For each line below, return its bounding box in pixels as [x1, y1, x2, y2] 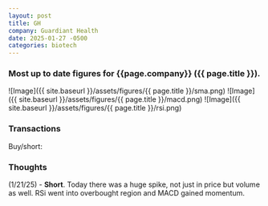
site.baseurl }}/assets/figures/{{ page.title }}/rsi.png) [8, 103, 182, 113]
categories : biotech [8, 42, 78, 50]
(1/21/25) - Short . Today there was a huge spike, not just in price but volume [8, 180, 261, 189]
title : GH [8, 19, 42, 27]
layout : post [8, 11, 52, 20]
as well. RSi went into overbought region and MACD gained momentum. [8, 188, 246, 198]
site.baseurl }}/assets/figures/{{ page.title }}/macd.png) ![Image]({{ [18, 95, 241, 104]
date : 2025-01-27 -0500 [8, 34, 88, 42]
